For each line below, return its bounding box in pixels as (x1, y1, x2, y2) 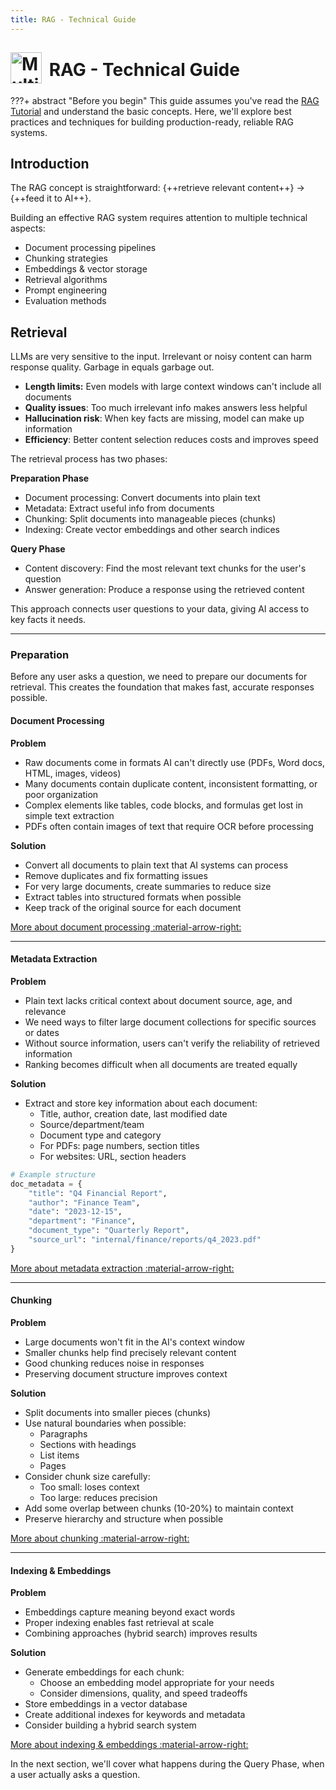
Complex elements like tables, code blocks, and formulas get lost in (24, 799, 304, 811)
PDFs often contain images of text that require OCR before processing (24, 820, 314, 832)
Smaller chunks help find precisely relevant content (24, 1346, 237, 1358)
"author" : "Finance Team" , (28, 1197, 141, 1208)
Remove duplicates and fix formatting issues (24, 869, 208, 881)
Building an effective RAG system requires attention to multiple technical (10, 212, 308, 224)
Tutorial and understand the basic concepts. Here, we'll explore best (10, 105, 292, 117)
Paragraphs (39, 1427, 88, 1440)
